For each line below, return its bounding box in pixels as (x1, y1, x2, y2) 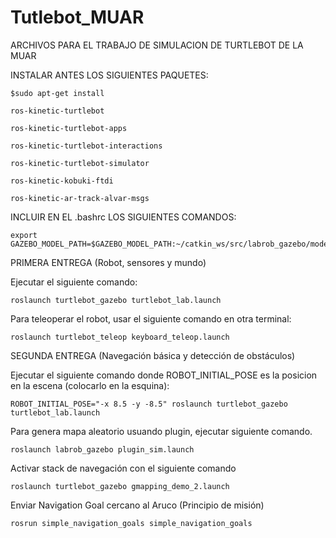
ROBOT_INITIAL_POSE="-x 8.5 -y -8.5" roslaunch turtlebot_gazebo (10, 399, 288, 409)
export (10, 230, 38, 240)
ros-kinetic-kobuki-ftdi (10, 176, 114, 186)
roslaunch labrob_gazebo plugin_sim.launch (10, 444, 195, 455)
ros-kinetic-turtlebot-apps (10, 123, 128, 133)
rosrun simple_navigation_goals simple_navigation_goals (10, 518, 253, 528)
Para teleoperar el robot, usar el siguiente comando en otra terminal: (10, 312, 292, 325)
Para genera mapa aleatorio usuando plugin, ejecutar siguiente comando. (10, 425, 313, 437)
